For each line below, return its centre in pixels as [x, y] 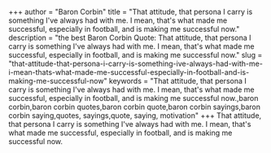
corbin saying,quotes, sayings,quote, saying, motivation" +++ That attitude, [135, 116]
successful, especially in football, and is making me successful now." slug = [135, 55]
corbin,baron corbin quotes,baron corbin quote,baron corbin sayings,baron [134, 107]
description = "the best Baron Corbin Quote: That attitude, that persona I [130, 37]
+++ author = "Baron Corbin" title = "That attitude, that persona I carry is [131, 12]
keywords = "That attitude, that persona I [177, 81]
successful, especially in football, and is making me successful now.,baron [133, 98]
